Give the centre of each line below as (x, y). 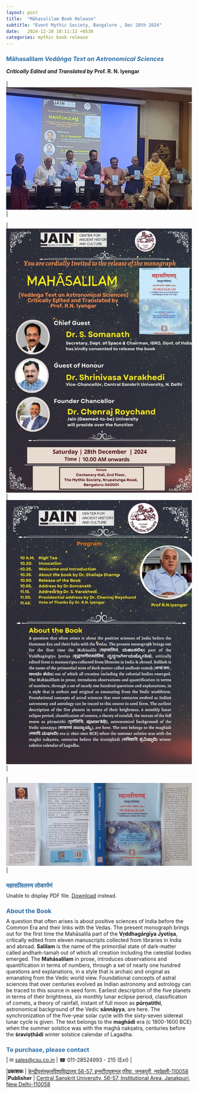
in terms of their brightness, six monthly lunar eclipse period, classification (97, 997)
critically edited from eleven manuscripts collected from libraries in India (94, 940)
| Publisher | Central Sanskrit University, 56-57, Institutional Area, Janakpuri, (98, 1078)
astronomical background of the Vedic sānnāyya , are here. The (83, 1010)
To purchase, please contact (48, 1050)
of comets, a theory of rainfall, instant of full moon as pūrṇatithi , (84, 1003)
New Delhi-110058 (28, 1084)
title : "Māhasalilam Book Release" (51, 19)
